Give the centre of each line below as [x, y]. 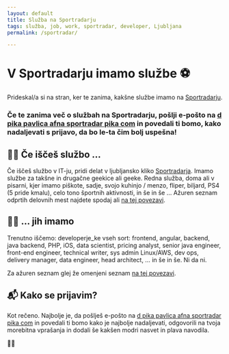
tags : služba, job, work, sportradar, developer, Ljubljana [95, 26]
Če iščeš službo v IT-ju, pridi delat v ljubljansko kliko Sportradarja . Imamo [110, 170]
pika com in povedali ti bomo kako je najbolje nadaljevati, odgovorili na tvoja [114, 323]
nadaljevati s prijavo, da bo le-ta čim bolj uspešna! [92, 132]
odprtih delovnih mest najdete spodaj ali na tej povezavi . [86, 200]
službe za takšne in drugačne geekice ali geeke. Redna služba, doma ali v [111, 178]
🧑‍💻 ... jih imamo [41, 222]
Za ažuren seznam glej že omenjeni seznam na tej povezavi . [92, 273]
